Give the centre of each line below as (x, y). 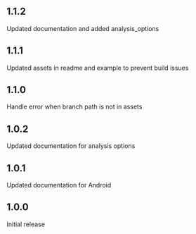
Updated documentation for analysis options (71, 146)
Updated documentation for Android (59, 185)
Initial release (26, 224)
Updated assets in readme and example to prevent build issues (98, 68)
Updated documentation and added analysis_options (83, 28)
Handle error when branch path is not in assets (74, 107)
